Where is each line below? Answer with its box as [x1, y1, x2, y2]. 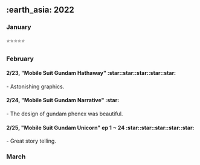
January [6, 23, 31, 31]
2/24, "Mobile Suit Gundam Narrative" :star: [6, 97, 120, 104]
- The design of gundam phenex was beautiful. [6, 110, 123, 117]
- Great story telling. [6, 137, 56, 144]
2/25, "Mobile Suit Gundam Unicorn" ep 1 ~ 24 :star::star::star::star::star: [6, 124, 195, 131]
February [6, 54, 34, 63]
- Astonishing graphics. [6, 83, 65, 90]
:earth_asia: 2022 [6, 5, 74, 15]
